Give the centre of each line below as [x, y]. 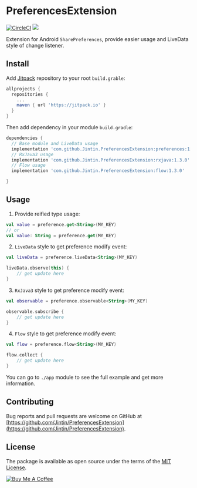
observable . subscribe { [35, 312]
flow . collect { [25, 355]
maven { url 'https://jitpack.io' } [62, 105]
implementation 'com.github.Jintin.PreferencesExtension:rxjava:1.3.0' [101, 160]
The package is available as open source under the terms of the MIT [89, 461]
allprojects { [23, 89]
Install [18, 64]
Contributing [30, 402]
